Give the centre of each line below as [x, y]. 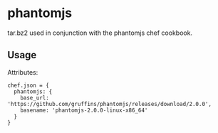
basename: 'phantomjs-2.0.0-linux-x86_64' [84, 110]
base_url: [35, 97]
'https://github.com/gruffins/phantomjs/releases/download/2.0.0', [110, 104]
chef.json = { [28, 85]
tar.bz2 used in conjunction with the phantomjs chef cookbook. [100, 33]
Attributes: [23, 72]
